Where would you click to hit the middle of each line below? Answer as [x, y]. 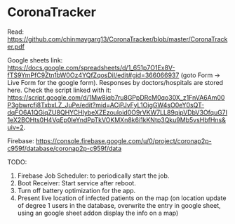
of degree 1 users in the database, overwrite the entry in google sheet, [119, 205]
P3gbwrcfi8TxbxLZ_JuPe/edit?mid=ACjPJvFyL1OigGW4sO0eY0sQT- [106, 105]
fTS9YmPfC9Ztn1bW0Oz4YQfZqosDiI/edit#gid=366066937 [93, 75]
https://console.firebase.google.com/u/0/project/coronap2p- [123, 140]
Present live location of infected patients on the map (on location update [122, 198]
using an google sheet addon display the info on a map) [98, 213]
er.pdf [16, 46]
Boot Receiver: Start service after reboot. [77, 183]
